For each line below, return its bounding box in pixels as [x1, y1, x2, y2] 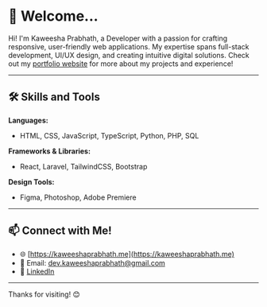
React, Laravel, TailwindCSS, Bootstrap [19, 161, 148, 171]
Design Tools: [8, 177, 55, 186]
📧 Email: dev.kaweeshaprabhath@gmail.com [19, 258, 165, 267]
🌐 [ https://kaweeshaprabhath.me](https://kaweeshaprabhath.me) [19, 249, 234, 258]
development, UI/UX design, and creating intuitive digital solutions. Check [8, 50, 250, 60]
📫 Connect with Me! [8, 224, 113, 238]
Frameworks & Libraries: [8, 146, 91, 156]
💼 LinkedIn [19, 266, 55, 276]
